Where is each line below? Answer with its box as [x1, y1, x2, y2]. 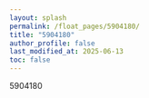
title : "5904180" [9, 30, 75, 39]
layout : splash [9, 13, 67, 23]
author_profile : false [9, 38, 95, 48]
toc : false [9, 55, 51, 64]
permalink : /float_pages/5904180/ [9, 22, 141, 31]
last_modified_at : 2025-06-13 [9, 47, 124, 56]
